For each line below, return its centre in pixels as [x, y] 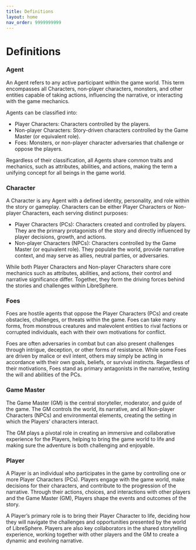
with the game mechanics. [38, 101]
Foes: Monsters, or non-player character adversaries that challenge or [99, 142]
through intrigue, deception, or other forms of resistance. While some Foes [96, 350]
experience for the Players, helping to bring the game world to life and [90, 439]
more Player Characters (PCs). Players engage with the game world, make [96, 480]
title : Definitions [30, 11]
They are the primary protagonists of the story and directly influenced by [102, 231]
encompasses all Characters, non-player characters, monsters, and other [94, 89]
